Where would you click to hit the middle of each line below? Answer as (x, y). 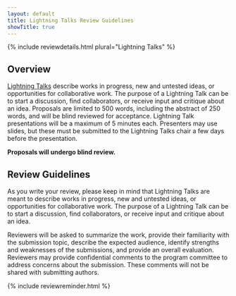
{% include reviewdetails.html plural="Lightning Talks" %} (92, 47)
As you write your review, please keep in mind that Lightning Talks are (108, 191)
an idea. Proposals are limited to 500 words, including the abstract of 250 (114, 109)
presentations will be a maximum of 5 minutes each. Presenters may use (113, 123)
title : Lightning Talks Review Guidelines (70, 20)
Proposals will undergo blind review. (62, 152)
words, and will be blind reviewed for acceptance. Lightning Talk (101, 116)
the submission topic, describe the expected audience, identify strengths (113, 242)
